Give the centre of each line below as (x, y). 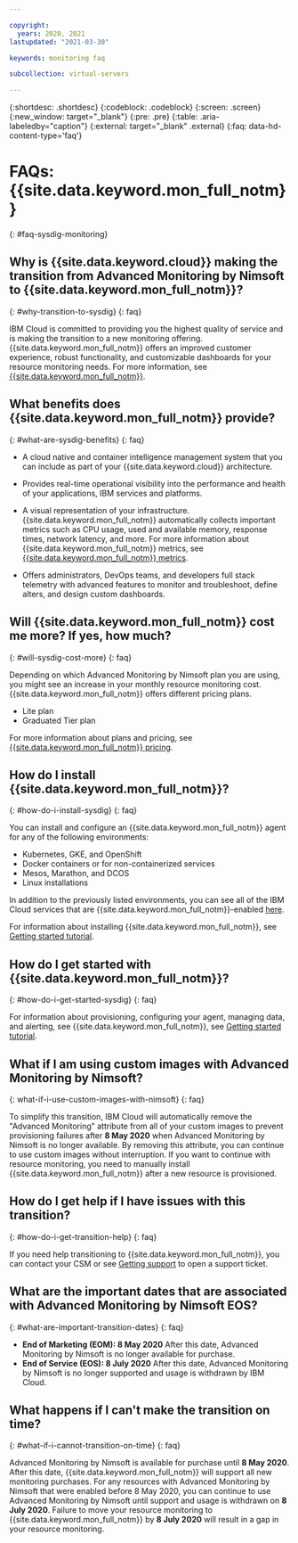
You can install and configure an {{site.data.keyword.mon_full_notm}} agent (148, 828)
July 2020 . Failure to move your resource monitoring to (111, 1510)
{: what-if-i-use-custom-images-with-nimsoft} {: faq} (107, 1099)
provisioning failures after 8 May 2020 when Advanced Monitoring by (137, 1135)
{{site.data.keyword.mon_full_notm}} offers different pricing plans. (130, 694)
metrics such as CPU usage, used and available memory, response (145, 529)
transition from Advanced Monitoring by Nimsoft (147, 276)
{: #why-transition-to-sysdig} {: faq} (76, 311)
